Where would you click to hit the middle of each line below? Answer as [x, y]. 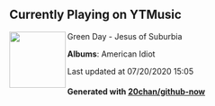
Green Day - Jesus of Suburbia [125, 36]
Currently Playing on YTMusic [95, 15]
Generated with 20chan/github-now [136, 92]
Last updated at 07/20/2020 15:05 [130, 71]
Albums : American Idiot [111, 54]
